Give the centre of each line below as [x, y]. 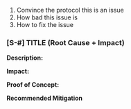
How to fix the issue [45, 25]
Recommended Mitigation [45, 98]
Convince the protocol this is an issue [70, 10]
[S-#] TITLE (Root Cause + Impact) [66, 42]
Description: [25, 58]
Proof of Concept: [33, 85]
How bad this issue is [47, 17]
